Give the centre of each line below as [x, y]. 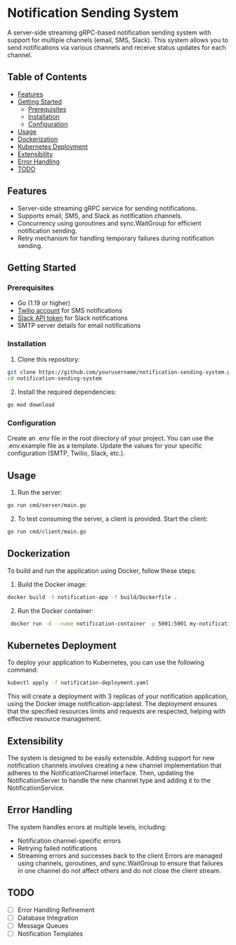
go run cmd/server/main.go [47, 505]
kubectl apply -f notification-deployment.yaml [78, 683]
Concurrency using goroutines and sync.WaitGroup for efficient [109, 223]
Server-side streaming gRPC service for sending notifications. [107, 208]
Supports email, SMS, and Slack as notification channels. [100, 216]
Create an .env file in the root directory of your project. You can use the [111, 438]
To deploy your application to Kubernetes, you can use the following [106, 662]
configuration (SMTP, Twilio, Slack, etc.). [66, 453]
